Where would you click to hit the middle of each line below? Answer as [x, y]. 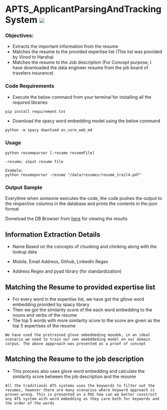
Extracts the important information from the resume [65, 47]
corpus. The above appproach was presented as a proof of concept [76, 344]
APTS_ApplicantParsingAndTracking [83, 9]
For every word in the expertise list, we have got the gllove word [78, 299]
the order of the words [30, 403]
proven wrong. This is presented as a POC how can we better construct [81, 394]
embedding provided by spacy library [51, 304]
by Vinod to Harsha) [33, 57]
